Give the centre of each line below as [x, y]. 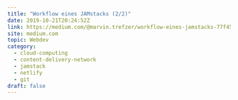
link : [15, 27]
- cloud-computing [41, 54]
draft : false [27, 86]
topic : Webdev [28, 40]
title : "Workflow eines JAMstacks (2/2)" [69, 14]
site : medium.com [33, 33]
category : [22, 46]
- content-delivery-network [55, 60]
